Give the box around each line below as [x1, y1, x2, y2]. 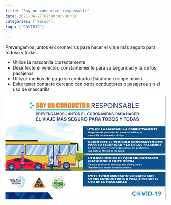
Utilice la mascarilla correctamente [12, 59, 86, 65]
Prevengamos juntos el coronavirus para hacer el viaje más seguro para [5, 44, 156, 50]
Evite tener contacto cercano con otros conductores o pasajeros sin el [12, 81, 160, 87]
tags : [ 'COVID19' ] [5, 24, 44, 29]
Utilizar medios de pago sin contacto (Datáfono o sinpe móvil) [12, 76, 142, 82]
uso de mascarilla [12, 86, 50, 92]
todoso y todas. [5, 50, 38, 56]
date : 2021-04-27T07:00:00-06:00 [5, 13, 76, 19]
